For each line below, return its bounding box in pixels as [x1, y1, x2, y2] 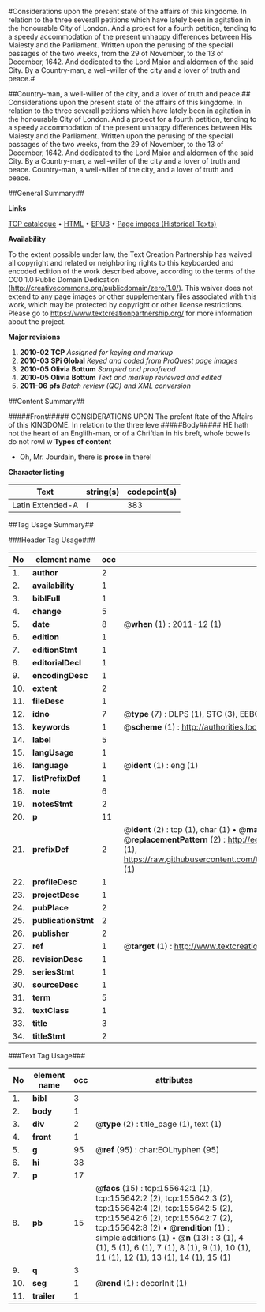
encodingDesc [32, 670, 88, 681]
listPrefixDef [32, 773, 81, 783]
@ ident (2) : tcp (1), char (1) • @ [123, 824, 247, 835]
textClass [32, 1005, 69, 1016]
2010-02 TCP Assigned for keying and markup [19, 348, 174, 356]
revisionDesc [32, 954, 83, 964]
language [32, 760, 69, 771]
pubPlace [32, 903, 69, 913]
